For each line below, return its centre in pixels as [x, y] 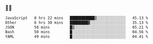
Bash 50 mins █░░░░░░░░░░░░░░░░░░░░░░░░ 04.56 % [77, 32]
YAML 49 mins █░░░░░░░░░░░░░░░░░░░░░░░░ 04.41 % [77, 37]
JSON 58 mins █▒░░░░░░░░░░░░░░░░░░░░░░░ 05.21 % [77, 27]
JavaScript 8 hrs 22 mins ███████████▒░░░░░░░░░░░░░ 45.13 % [77, 18]
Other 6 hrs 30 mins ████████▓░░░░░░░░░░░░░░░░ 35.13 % [77, 23]
